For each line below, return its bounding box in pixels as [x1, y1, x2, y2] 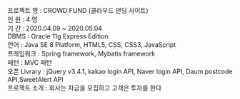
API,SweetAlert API [7, 75, 64, 83]
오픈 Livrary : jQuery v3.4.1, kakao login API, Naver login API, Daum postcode [7, 67, 233, 75]
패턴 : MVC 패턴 [7, 58, 52, 66]
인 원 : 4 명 [7, 15, 38, 24]
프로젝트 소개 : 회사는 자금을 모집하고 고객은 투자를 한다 [7, 84, 162, 92]
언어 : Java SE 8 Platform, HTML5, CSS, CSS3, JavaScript [7, 41, 176, 48]
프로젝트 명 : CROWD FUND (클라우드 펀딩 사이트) [7, 6, 149, 14]
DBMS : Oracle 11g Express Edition [7, 32, 109, 41]
